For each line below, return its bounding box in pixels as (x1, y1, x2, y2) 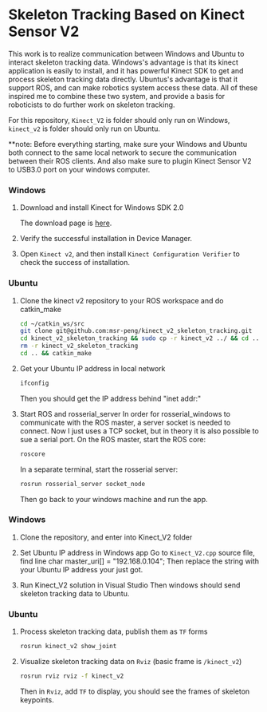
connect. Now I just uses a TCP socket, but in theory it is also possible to (19, 425, 259, 436)
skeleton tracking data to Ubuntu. (19, 588, 130, 598)
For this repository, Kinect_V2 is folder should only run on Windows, (8, 115, 230, 125)
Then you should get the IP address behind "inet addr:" (19, 394, 202, 403)
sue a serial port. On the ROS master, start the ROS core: (19, 434, 206, 444)
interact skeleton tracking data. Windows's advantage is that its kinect (8, 57, 239, 67)
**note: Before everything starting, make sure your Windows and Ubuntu (8, 139, 248, 148)
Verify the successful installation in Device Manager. (19, 234, 193, 243)
